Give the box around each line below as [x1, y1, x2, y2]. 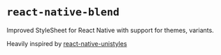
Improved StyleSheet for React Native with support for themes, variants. [6, 26, 214, 34]
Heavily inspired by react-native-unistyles [6, 39, 127, 47]
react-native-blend [6, 6, 120, 19]
